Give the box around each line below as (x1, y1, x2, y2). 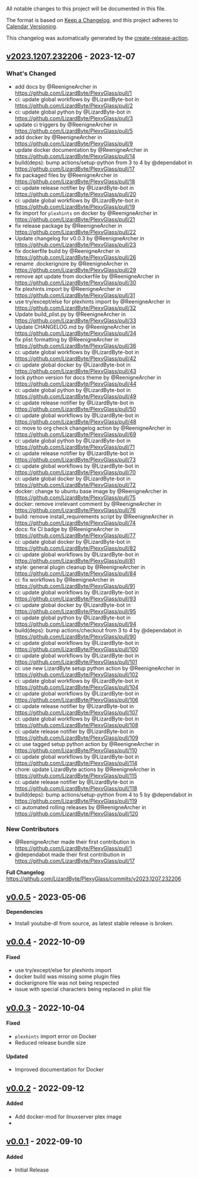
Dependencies (6, 908, 43, 915)
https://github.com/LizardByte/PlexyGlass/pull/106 (14, 696, 139, 703)
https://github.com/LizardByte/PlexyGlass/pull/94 (14, 620, 137, 627)
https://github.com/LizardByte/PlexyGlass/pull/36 (14, 342, 137, 349)
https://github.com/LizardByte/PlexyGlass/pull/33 (14, 317, 137, 324)
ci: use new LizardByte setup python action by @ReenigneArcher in (14, 665, 180, 672)
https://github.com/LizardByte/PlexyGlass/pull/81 (14, 557, 136, 564)
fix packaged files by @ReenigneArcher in (14, 171, 118, 178)
